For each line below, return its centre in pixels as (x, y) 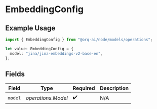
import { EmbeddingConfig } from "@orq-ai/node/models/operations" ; (79, 40)
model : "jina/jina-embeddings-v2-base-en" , (56, 53)
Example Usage (30, 28)
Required (84, 88)
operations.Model (47, 98)
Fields (15, 74)
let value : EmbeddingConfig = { (39, 49)
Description (114, 88)
